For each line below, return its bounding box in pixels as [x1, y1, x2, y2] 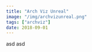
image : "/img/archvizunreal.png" [6, 14, 87, 20]
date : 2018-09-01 [6, 24, 48, 31]
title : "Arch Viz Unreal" [6, 8, 69, 14]
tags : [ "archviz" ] [6, 19, 51, 25]
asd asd [6, 40, 25, 47]
